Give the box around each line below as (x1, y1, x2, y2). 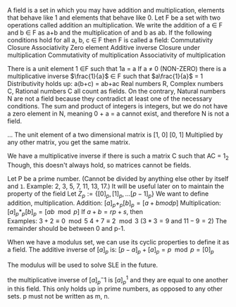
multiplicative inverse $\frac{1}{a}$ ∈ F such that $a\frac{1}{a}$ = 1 (7, 72, 204, 80)
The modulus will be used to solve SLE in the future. (7, 261, 159, 269)
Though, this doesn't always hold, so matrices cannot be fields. (7, 161, 192, 169)
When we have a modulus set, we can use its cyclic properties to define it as (7, 238, 230, 246)
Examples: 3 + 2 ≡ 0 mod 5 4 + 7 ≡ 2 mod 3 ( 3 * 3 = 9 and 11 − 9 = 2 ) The (7, 217, 228, 225)
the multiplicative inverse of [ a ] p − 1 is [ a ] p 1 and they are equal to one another (7, 274, 229, 286)
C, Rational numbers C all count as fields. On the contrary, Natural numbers (7, 87, 226, 95)
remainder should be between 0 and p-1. (7, 225, 125, 233)
